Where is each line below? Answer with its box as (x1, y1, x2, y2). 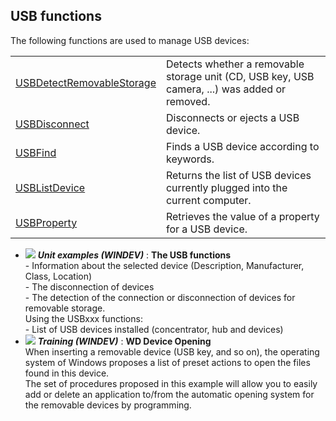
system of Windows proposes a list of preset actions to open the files (24, 356, 311, 368)
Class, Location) (24, 270, 93, 282)
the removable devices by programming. (24, 399, 192, 411)
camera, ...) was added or (165, 82, 287, 96)
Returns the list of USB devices (165, 168, 312, 182)
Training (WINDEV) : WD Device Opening (37, 335, 212, 347)
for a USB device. (165, 222, 248, 236)
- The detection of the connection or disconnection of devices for (24, 291, 296, 303)
